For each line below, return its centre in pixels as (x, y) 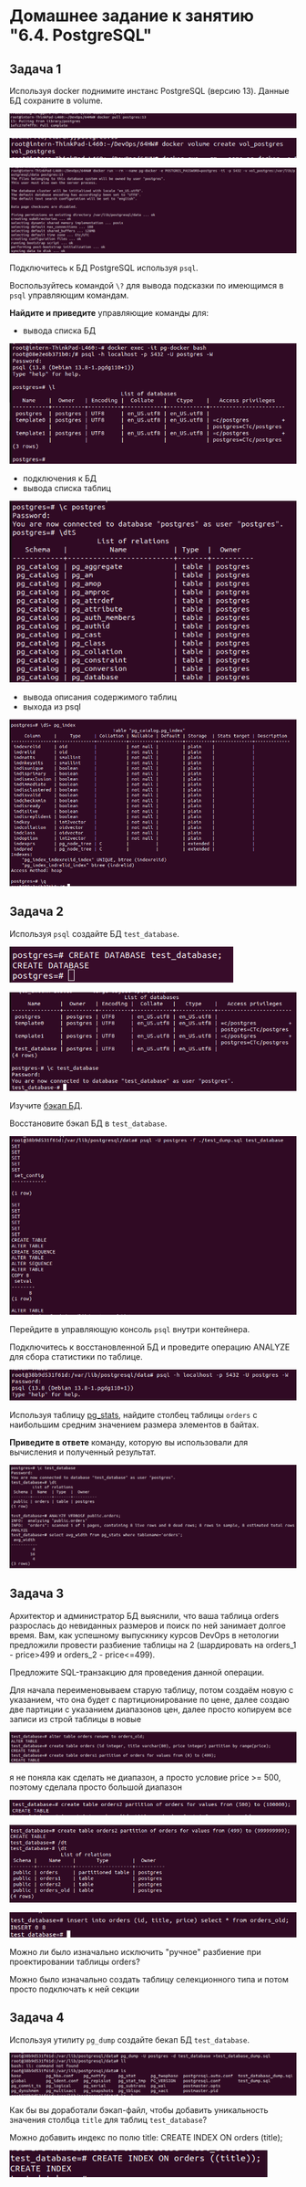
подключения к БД (60, 478)
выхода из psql (52, 707)
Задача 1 (36, 69)
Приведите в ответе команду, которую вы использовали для (129, 1443)
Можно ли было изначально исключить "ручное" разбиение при (135, 1951)
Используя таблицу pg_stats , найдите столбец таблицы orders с (133, 1415)
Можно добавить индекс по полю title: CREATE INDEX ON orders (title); (146, 2137)
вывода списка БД (59, 331)
